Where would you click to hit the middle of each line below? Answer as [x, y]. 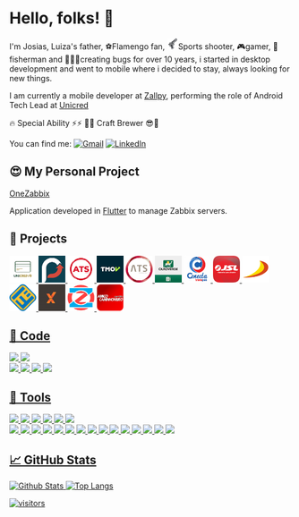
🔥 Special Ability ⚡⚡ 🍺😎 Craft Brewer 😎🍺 [84, 123]
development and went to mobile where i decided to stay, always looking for [149, 68]
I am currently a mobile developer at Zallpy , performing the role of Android [146, 95]
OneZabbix [30, 193]
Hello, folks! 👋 [62, 18]
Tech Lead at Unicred [49, 105]
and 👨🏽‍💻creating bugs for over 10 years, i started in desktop [160, 59]
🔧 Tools [30, 397]
